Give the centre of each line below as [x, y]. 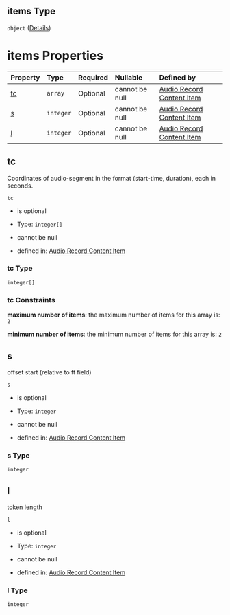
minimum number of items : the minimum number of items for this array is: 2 [115, 334]
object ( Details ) [29, 27]
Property [25, 77]
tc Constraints [31, 300]
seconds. [20, 186]
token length [25, 507]
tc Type [20, 269]
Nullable [128, 77]
